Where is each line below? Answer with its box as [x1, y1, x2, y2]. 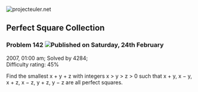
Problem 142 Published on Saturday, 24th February [6, 41, 164, 49]
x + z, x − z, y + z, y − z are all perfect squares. [6, 78, 123, 86]
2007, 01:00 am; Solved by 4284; [6, 54, 88, 62]
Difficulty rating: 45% [6, 60, 59, 68]
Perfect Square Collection [6, 23, 105, 33]
